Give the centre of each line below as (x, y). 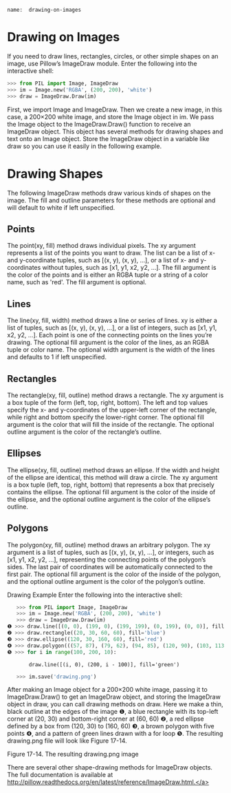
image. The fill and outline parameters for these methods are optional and (111, 200)
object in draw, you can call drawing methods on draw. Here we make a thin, (115, 704)
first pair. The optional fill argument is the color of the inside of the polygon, (114, 574)
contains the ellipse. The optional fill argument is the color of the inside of (111, 491)
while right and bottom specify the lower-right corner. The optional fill (106, 417)
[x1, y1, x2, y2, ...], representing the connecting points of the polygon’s (107, 559)
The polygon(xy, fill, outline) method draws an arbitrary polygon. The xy (109, 544)
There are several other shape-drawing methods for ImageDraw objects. (110, 768)
